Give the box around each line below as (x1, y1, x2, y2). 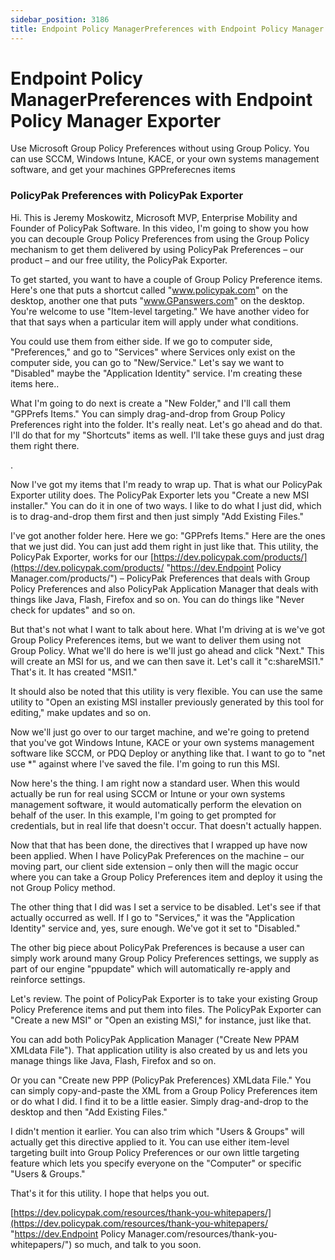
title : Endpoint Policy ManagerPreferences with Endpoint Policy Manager (10, 24, 325, 34)
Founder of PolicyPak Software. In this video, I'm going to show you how (10, 222, 309, 234)
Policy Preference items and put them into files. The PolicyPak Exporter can (10, 1003, 322, 1015)
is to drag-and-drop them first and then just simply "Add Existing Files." (10, 510, 304, 522)
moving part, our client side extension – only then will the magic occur (10, 860, 299, 872)
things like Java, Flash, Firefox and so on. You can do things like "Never (10, 593, 305, 605)
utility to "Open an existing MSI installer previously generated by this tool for (10, 696, 324, 708)
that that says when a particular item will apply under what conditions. (10, 316, 299, 328)
